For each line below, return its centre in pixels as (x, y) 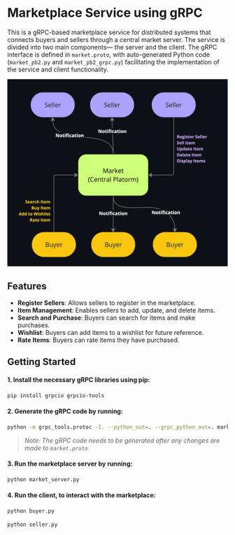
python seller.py (33, 525)
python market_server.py (43, 479)
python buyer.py (31, 511)
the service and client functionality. (58, 69)
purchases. (34, 325)
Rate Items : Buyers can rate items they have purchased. (98, 340)
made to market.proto (56, 448)
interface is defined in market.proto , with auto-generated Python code (109, 55)
